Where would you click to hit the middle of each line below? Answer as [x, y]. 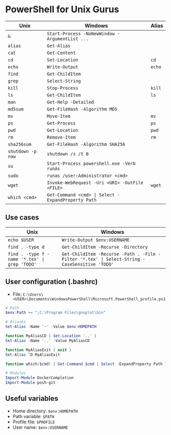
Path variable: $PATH [33, 416]
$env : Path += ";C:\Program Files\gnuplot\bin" [55, 313]
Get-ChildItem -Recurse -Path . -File [109, 254]
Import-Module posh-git [31, 383]
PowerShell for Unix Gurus [62, 9]
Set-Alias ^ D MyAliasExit [33, 355]
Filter [70, 259]
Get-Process [61, 123]
